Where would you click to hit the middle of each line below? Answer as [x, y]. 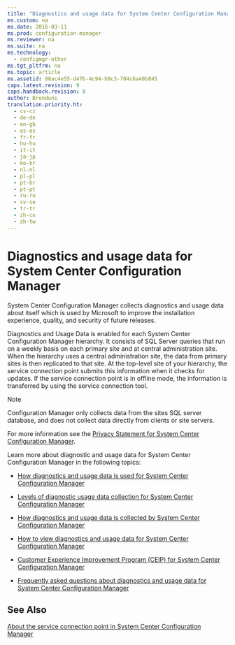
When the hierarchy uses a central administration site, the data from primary [117, 356]
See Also [27, 610]
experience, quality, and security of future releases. [81, 320]
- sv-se [25, 202]
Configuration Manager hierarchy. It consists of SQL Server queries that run [116, 341]
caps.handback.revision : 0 [47, 92]
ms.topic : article [34, 72]
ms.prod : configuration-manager [54, 33]
